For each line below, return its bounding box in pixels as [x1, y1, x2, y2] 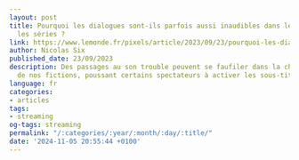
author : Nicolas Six [9, 46, 86, 55]
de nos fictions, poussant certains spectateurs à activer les [17, 71, 256, 80]
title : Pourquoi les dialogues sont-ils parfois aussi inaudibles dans [9, 21, 280, 30]
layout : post [9, 12, 58, 22]
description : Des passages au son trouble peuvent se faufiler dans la [9, 63, 280, 72]
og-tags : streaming [9, 121, 82, 130]
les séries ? [17, 29, 66, 38]
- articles [9, 95, 50, 105]
